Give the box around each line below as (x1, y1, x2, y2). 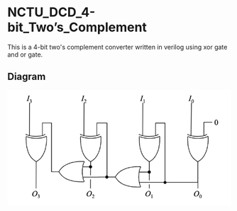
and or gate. (7, 50, 43, 59)
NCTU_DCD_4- (7, 4, 96, 21)
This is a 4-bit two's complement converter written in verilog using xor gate (7, 42, 228, 51)
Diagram (7, 71, 46, 83)
